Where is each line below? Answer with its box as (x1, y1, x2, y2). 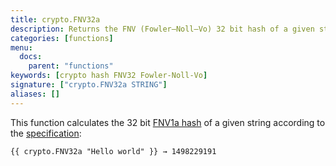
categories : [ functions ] (10, 33, 114, 43)
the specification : (10, 127, 82, 139)
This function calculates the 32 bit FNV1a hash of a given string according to (10, 116, 326, 128)
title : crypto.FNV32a (10, 14, 101, 25)
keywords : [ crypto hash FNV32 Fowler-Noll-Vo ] (10, 71, 208, 81)
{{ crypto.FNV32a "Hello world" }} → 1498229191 (10, 146, 217, 156)
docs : (19, 52, 43, 62)
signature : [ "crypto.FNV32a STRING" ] (10, 80, 168, 90)
